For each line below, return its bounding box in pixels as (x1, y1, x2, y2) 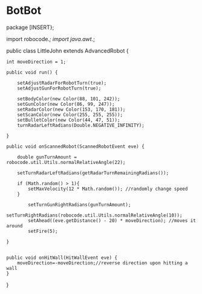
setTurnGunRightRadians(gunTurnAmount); (28, 201, 131, 207)
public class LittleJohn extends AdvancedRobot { (6, 47, 129, 54)
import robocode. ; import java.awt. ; (6, 35, 95, 42)
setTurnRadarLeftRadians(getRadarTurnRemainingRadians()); (17, 170, 169, 176)
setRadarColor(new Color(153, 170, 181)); (17, 106, 126, 113)
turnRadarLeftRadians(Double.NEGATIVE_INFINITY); (17, 122, 145, 128)
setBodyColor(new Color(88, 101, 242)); (17, 96, 120, 102)
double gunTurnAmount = (17, 154, 77, 160)
